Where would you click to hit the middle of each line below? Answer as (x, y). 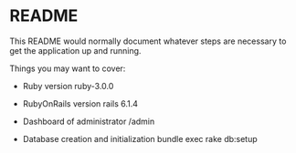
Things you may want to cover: (68, 68)
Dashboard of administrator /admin (89, 121)
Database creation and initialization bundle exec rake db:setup (140, 138)
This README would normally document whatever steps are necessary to (148, 41)
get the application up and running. (75, 50)
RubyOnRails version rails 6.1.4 (80, 103)
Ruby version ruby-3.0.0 (68, 86)
